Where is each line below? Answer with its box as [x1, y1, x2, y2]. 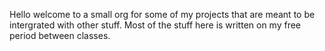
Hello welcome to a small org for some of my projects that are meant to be [9, 9, 316, 20]
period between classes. [9, 30, 111, 41]
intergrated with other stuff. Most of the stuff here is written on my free [9, 19, 302, 31]
